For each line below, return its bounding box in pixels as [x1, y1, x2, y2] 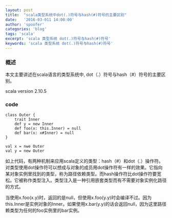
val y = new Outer [5, 148, 45, 154]
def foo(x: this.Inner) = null [14, 126, 81, 131]
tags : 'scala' [5, 31, 36, 36]
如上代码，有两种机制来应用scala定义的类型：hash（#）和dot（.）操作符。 [5, 158, 163, 164]
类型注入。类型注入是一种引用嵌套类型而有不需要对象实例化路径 [32, 177, 167, 184]
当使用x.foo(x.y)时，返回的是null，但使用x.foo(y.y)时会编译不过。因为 [5, 194, 152, 201]
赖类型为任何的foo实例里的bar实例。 [5, 207, 82, 213]
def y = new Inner [14, 122, 54, 127]
